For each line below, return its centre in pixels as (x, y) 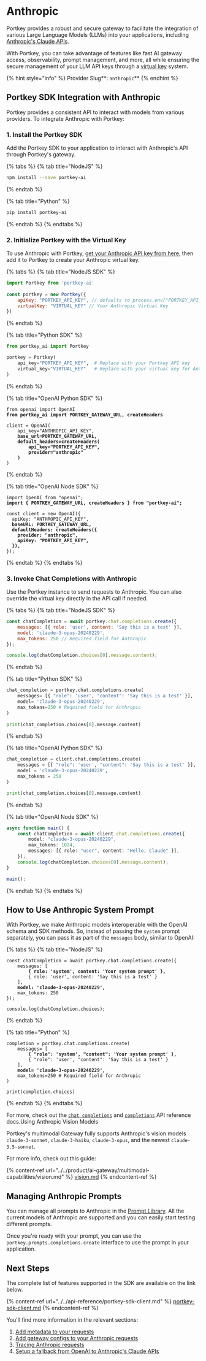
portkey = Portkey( (31, 358)
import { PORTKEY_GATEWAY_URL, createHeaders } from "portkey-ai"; (94, 503)
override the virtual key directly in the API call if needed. (77, 599)
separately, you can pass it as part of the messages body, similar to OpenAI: (101, 938)
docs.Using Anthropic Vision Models (52, 1122)
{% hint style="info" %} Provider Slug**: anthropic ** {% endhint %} (93, 78)
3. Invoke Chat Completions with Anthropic (72, 578)
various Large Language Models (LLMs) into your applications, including (97, 34)
